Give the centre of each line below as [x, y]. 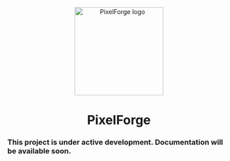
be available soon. [39, 151]
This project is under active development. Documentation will [115, 143]
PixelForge [119, 120]
